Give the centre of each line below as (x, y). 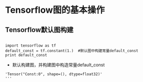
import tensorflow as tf (31, 46)
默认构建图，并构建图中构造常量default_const (58, 65)
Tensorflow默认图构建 (39, 30)
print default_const (26, 55)
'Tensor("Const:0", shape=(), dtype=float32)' (54, 74)
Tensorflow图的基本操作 (55, 10)
